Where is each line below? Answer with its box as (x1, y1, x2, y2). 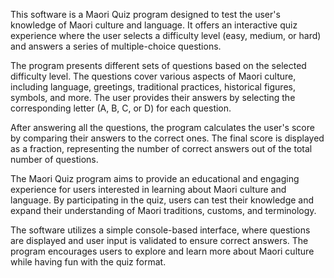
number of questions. (10, 154, 99, 165)
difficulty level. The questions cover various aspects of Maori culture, (10, 70, 297, 82)
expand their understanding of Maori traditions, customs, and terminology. (10, 205, 317, 216)
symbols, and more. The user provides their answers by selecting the (10, 92, 296, 103)
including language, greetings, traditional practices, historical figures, (10, 81, 296, 93)
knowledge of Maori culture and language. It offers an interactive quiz (10, 19, 298, 31)
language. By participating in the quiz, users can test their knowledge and (10, 194, 315, 206)
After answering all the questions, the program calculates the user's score (10, 122, 315, 133)
